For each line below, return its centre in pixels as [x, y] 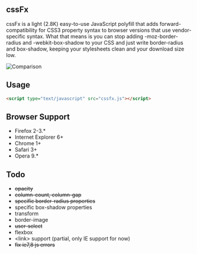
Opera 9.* [26, 156]
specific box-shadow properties [53, 208]
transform [27, 213]
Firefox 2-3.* [30, 131]
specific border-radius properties [55, 201]
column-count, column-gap [48, 195]
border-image [31, 220]
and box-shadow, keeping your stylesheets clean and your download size [95, 49]
